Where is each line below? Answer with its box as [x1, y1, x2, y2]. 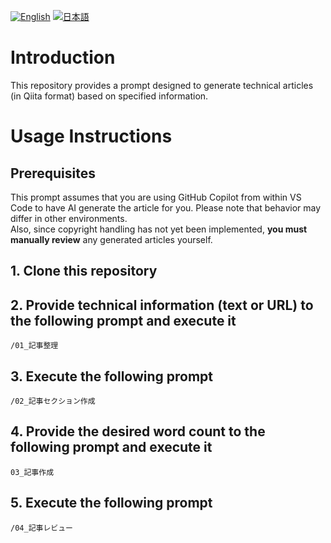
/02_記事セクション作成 [10, 396, 96, 406]
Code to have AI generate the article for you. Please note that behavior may [10, 201, 322, 214]
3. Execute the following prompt [10, 368, 214, 385]
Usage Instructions [10, 125, 173, 148]
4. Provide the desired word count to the [10, 423, 266, 440]
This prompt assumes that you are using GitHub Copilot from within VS [10, 191, 302, 203]
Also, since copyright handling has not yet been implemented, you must [10, 223, 308, 235]
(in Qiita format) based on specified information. [10, 90, 209, 102]
